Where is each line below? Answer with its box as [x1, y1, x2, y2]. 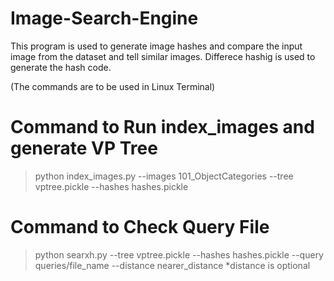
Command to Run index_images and [10, 116, 315, 139]
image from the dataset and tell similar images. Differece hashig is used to [10, 50, 316, 62]
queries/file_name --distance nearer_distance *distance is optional [34, 259, 311, 271]
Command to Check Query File [10, 216, 270, 239]
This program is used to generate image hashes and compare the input [10, 40, 303, 52]
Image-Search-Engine [10, 7, 199, 30]
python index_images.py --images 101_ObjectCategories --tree [34, 170, 294, 182]
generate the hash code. [10, 61, 112, 73]
